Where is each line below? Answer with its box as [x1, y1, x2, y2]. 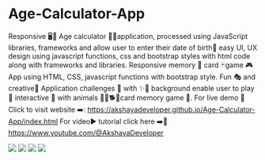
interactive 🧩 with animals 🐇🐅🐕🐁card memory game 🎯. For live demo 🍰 [14, 93, 245, 102]
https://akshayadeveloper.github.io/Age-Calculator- [87, 105, 256, 114]
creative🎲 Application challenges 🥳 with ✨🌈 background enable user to [8, 83, 240, 93]
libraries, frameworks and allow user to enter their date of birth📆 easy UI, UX [8, 43, 258, 52]
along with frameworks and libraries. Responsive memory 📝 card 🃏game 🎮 [8, 60, 253, 70]
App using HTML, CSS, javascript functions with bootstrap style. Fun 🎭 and [8, 72, 256, 82]
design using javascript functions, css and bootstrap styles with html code [8, 51, 251, 60]
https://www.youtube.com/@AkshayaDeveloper [8, 128, 164, 137]
